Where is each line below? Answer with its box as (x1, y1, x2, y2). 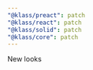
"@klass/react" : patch (7, 19, 82, 26)
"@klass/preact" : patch (7, 11, 86, 19)
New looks (7, 54, 43, 64)
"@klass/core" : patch (7, 33, 79, 41)
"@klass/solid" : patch (7, 26, 82, 33)
